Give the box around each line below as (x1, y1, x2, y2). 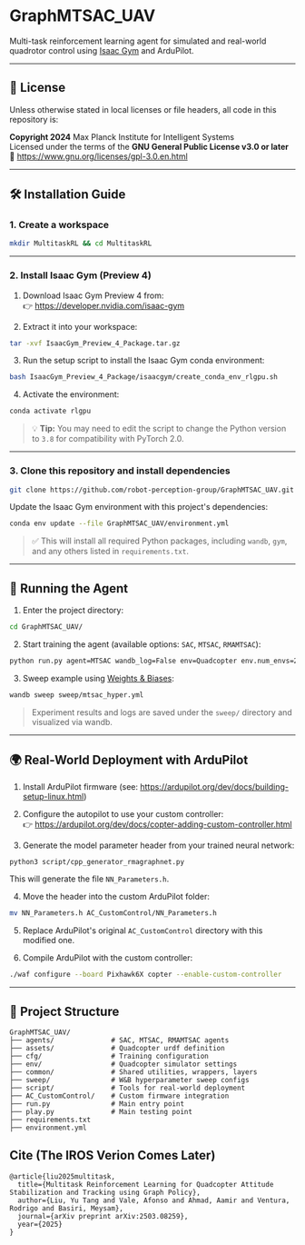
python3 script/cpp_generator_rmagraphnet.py (9, 857, 184, 866)
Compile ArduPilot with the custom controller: (22, 952, 193, 963)
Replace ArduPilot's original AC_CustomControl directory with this (22, 925, 263, 936)
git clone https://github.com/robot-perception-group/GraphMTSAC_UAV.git (9, 485, 295, 494)
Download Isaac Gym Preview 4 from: (22, 290, 164, 301)
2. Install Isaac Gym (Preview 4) (9, 269, 152, 282)
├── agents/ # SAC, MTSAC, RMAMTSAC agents (9, 1035, 230, 1045)
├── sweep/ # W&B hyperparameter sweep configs (9, 1075, 250, 1084)
